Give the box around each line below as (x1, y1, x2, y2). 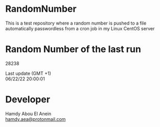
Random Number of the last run (5, 44, 142, 55)
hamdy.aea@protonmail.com (5, 116, 66, 122)
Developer (5, 94, 50, 105)
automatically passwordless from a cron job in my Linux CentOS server (5, 25, 155, 31)
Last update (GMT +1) (5, 70, 51, 76)
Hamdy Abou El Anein (5, 111, 52, 117)
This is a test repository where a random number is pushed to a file (5, 20, 147, 26)
